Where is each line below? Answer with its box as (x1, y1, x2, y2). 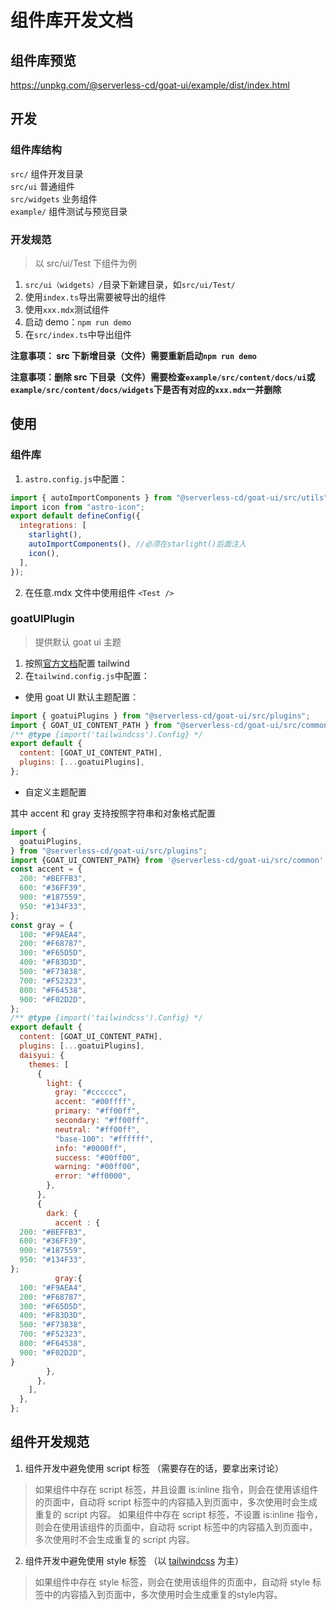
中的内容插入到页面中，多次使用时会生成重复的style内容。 (43, 1588, 283, 1600)
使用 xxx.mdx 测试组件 (24, 303, 110, 315)
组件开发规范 (10, 1434, 90, 1451)
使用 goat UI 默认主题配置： (24, 691, 140, 703)
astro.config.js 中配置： (24, 472, 128, 485)
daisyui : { (19, 1050, 65, 1060)
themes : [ (28, 1059, 70, 1070)
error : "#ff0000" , (54, 1171, 132, 1181)
